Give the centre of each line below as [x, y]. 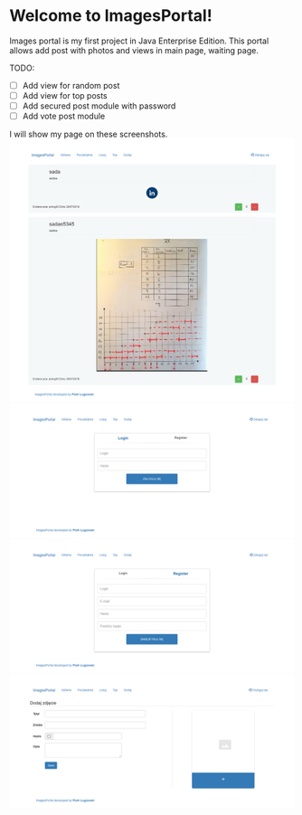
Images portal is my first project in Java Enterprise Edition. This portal [139, 41]
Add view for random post [71, 85]
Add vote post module [64, 116]
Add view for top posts [65, 95]
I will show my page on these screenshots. [89, 134]
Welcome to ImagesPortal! [111, 16]
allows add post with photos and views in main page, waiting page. [134, 50]
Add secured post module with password [99, 106]
